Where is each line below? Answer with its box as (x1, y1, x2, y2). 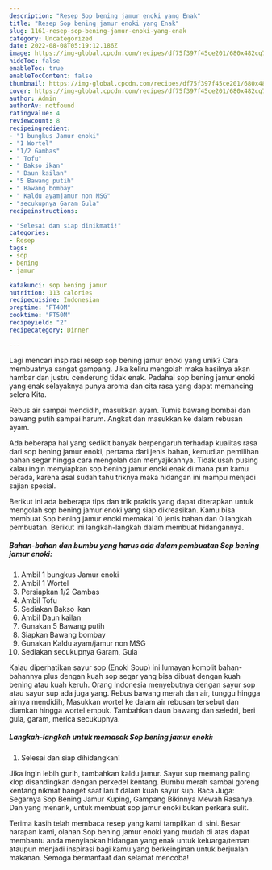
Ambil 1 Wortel (20, 578, 69, 588)
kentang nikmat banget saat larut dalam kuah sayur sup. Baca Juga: (9, 785, 235, 795)
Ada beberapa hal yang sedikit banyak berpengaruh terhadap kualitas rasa (9, 437, 257, 448)
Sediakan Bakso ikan (20, 604, 91, 613)
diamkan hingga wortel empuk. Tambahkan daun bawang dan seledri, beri (9, 705, 256, 715)
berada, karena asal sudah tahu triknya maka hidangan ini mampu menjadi (9, 472, 257, 482)
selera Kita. (9, 389, 47, 399)
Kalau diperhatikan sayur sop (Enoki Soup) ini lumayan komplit (9, 663, 217, 672)
